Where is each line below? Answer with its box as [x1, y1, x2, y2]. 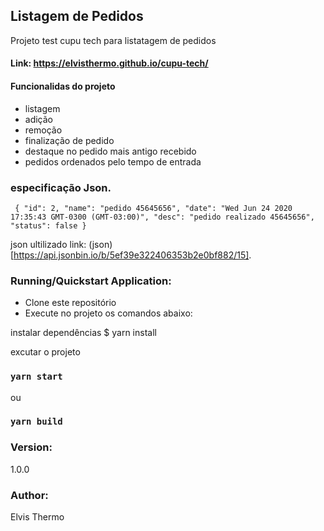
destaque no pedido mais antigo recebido [24, 145, 197, 157]
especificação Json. [10, 180, 112, 194]
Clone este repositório [24, 297, 117, 309]
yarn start [10, 371, 63, 383]
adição [24, 113, 54, 125]
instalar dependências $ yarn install [10, 327, 157, 339]
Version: [10, 440, 53, 454]
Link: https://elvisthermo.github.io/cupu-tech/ [10, 57, 209, 69]
